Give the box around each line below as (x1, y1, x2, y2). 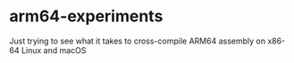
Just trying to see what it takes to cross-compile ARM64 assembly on (9, 35, 266, 46)
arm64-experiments (9, 6, 164, 27)
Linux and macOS (21, 44, 87, 55)
